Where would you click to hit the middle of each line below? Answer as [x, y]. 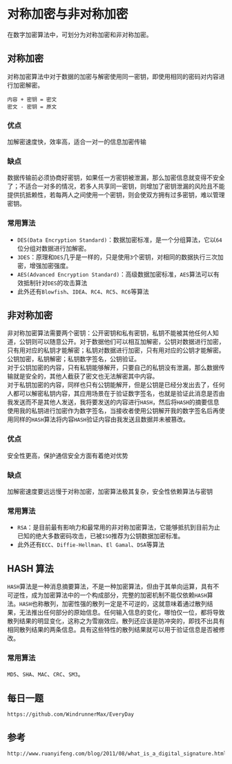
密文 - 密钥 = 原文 [32, 107]
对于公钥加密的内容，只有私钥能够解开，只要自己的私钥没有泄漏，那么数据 [113, 367]
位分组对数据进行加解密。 [54, 248]
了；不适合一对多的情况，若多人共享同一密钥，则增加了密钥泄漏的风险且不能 [116, 187]
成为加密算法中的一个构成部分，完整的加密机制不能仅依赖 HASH [119, 595]
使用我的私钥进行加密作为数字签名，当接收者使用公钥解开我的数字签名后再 [113, 411]
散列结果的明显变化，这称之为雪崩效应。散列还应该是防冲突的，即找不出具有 [116, 621]
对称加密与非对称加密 [68, 14]
